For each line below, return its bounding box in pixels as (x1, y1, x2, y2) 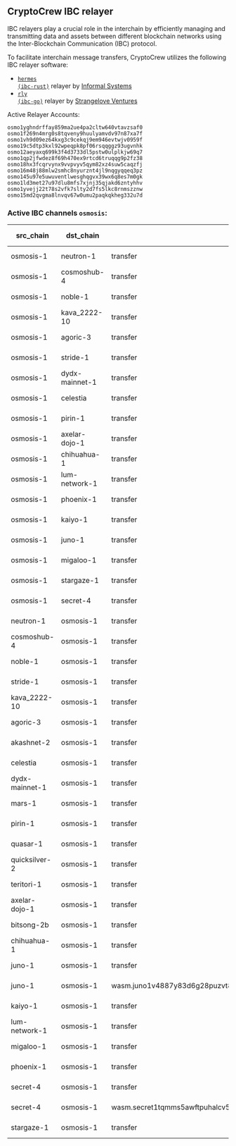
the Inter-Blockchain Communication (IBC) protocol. (7, 39, 157, 48)
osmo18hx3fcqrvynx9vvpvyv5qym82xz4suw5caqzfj (7, 161, 143, 168)
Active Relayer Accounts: (7, 110, 80, 118)
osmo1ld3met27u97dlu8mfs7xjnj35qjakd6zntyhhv (7, 179, 143, 186)
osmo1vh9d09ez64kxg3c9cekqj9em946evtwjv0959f (7, 136, 143, 143)
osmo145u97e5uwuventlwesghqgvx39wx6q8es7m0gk (7, 173, 143, 180)
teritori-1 (11, 880, 42, 889)
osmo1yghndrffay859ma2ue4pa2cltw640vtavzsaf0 (7, 123, 143, 131)
